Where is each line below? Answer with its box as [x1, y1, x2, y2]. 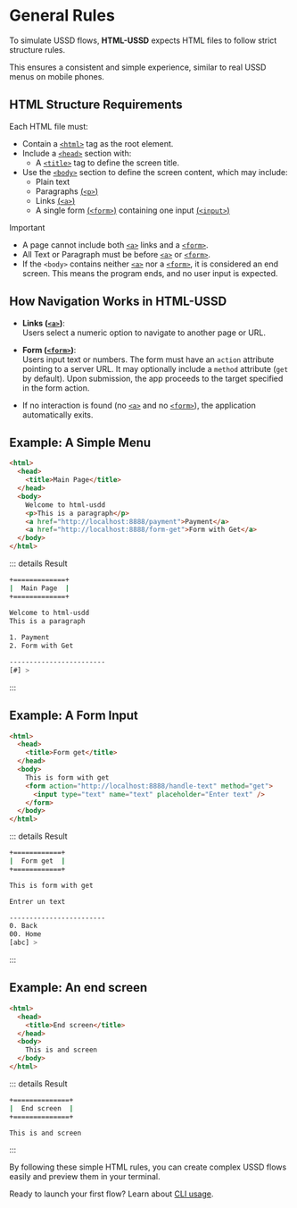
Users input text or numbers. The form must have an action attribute [21, 354, 275, 365]
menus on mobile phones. [9, 71, 105, 81]
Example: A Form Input [9, 708, 138, 723]
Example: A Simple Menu [9, 435, 152, 450]
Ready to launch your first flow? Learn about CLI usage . [9, 1188, 214, 1199]
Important [9, 222, 45, 232]
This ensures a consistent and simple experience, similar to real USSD [9, 62, 267, 72]
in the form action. [21, 382, 90, 393]
